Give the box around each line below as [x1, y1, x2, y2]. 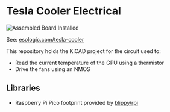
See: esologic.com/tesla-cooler [6, 36, 84, 43]
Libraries [6, 83, 40, 93]
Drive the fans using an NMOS [14, 65, 90, 73]
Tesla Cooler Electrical [6, 4, 122, 18]
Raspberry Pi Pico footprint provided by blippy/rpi [14, 99, 139, 106]
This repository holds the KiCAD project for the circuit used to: [6, 47, 161, 55]
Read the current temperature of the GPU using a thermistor [14, 59, 165, 66]
